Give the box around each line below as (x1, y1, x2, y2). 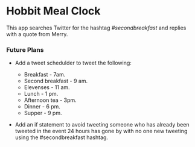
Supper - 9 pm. (24, 110, 62, 117)
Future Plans (6, 45, 44, 54)
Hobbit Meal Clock (6, 4, 101, 18)
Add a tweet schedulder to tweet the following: (14, 59, 132, 67)
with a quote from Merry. (6, 30, 68, 37)
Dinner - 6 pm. (24, 103, 60, 110)
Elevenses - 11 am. (24, 84, 71, 91)
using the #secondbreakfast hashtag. (14, 134, 109, 141)
